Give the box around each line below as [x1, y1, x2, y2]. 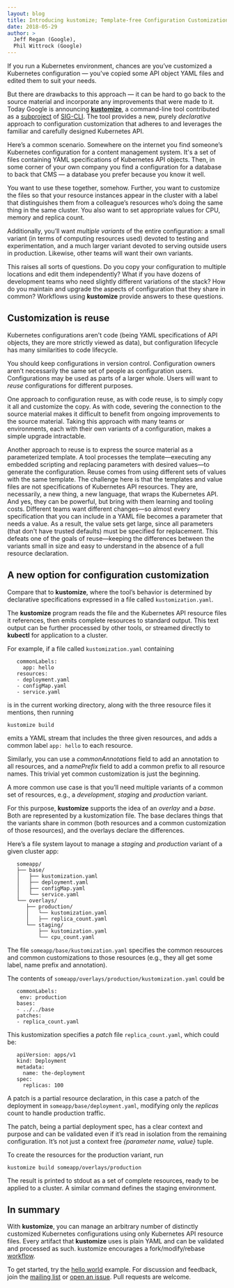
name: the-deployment [22, 1069, 86, 1077]
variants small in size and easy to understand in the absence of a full [7, 542, 204, 550]
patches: [16, 1012, 42, 1019]
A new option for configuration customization [7, 569, 210, 581]
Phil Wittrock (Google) [13, 43, 82, 49]
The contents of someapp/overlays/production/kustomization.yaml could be [7, 974, 225, 983]
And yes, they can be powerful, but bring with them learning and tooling [7, 497, 214, 505]
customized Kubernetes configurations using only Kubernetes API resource [7, 1229, 224, 1238]
